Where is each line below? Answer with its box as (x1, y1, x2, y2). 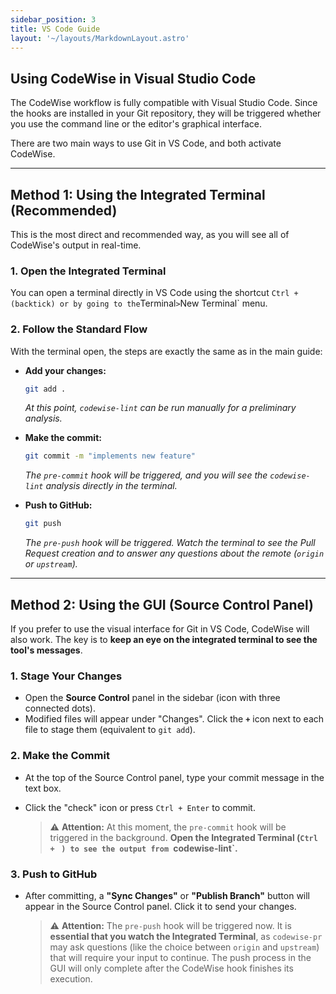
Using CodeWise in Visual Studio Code (10, 70, 257, 87)
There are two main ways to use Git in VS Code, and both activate (10, 137, 282, 150)
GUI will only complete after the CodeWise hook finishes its (49, 962, 294, 974)
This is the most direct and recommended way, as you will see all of (10, 229, 290, 240)
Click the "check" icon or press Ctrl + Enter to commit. (24, 801, 256, 813)
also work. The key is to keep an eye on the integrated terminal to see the (10, 634, 318, 646)
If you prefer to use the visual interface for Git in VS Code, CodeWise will (10, 623, 310, 635)
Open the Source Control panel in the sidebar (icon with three (24, 692, 281, 704)
